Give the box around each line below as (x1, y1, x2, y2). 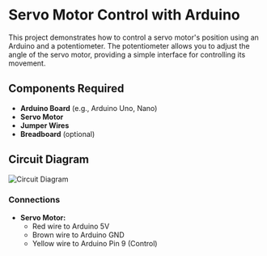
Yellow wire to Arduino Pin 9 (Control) (32, 238, 158, 248)
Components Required (8, 82, 125, 96)
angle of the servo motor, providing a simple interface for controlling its (8, 49, 246, 59)
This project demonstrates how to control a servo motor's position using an (8, 32, 259, 42)
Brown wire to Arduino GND (32, 229, 125, 240)
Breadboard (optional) (19, 129, 95, 139)
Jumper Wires (19, 120, 70, 130)
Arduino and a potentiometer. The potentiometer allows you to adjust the (8, 41, 251, 50)
